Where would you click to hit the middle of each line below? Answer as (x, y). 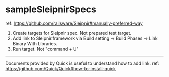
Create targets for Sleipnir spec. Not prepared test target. (72, 33)
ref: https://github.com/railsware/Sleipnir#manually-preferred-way (74, 23)
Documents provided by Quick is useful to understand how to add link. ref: (82, 63)
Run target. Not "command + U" (46, 49)
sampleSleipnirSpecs (51, 9)
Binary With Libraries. (35, 43)
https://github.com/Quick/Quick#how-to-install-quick (61, 68)
